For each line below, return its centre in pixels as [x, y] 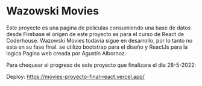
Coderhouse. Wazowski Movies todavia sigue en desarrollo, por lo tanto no [99, 40]
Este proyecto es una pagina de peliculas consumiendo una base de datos [99, 28]
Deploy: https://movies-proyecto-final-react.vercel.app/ [75, 76]
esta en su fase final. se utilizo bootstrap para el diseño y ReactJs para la [97, 47]
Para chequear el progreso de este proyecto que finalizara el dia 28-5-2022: [101, 65]
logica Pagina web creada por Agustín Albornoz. [66, 53]
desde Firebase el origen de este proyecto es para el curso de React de [95, 34]
